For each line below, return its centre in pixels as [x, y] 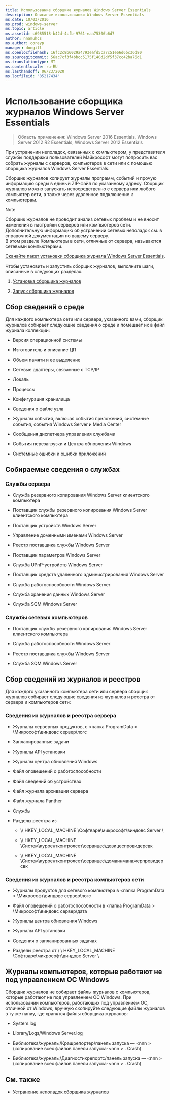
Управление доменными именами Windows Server [68, 535]
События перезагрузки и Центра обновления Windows [72, 444]
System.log [24, 1023]
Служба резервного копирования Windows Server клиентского [81, 495]
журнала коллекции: [28, 330]
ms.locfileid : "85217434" [32, 76]
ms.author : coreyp [25, 43]
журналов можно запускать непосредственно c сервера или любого [80, 189]
